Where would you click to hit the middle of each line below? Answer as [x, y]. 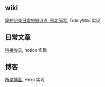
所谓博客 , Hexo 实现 [25, 80]
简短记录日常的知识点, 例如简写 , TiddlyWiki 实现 [53, 20]
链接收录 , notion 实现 [26, 50]
